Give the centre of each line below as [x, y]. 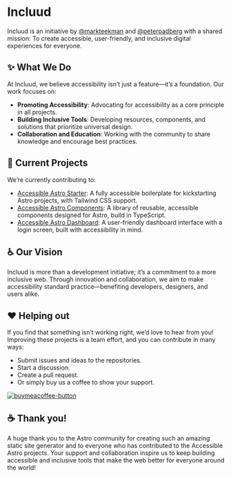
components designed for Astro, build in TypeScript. [91, 215]
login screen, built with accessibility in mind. [80, 230]
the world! [22, 467]
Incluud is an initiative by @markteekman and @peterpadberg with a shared [115, 31]
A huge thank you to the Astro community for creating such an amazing [109, 438]
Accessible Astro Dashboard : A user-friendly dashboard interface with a [120, 222]
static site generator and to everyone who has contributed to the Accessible [115, 446]
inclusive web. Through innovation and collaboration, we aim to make [106, 279]
